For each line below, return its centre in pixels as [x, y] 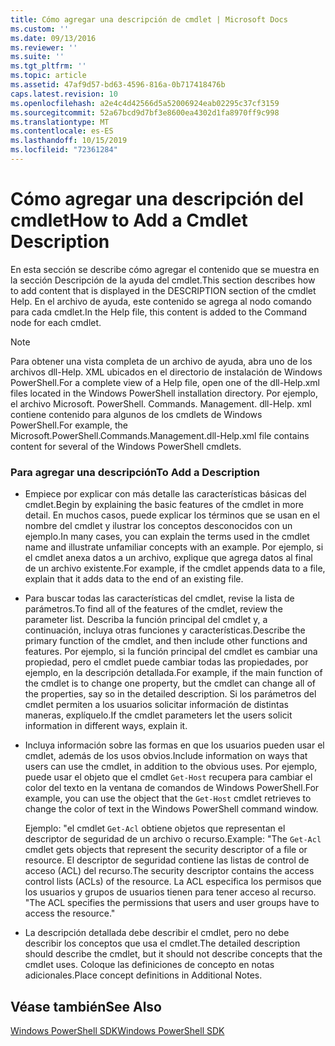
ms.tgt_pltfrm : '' [48, 66]
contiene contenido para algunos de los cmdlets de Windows [136, 414]
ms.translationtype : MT [60, 122]
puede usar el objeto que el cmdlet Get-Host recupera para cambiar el [168, 777]
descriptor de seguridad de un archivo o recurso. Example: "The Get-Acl [173, 839]
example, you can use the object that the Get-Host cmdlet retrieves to [168, 798]
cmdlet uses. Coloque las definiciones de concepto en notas [149, 965]
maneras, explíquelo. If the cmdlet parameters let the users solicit [158, 715]
